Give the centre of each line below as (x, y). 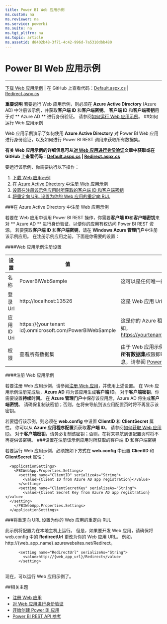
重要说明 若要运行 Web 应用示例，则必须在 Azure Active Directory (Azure (81, 104)
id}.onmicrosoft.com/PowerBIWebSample (68, 330)
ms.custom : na (20, 14)
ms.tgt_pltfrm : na (24, 33)
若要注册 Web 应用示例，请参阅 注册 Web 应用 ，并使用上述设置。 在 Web (80, 385)
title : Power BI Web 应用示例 (35, 10)
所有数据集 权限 (138, 354)
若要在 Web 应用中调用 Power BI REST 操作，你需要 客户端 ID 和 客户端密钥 (80, 217)
